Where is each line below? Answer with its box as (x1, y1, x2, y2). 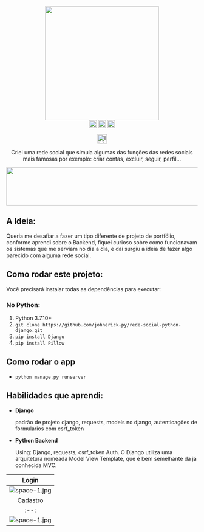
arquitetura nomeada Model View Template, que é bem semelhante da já (15, 455, 197, 462)
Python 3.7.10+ (15, 314, 52, 322)
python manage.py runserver (15, 374, 86, 380)
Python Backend (15, 437, 58, 444)
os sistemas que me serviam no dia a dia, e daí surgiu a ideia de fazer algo (6, 245, 193, 252)
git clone (15, 322, 41, 328)
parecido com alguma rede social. (6, 252, 92, 259)
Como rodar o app (6, 357, 76, 367)
